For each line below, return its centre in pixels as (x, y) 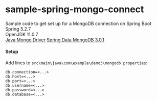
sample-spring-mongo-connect (75, 9)
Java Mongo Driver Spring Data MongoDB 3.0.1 (55, 40)
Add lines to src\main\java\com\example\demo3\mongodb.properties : (76, 63)
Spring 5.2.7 (18, 29)
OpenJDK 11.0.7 (22, 34)
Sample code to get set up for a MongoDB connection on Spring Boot (78, 23)
